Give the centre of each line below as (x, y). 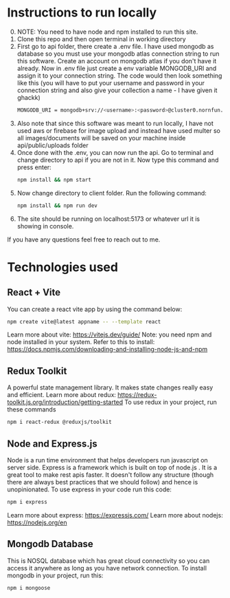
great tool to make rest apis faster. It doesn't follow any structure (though (111, 474)
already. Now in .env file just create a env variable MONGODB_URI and (117, 68)
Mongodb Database (50, 544)
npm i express (27, 502)
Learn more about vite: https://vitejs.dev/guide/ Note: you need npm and (110, 334)
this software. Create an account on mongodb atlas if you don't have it (117, 61)
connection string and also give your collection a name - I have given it (117, 90)
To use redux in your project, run (171, 402)
